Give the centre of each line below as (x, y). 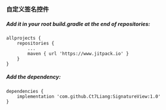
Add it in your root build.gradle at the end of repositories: (78, 24)
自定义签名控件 (28, 9)
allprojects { (24, 38)
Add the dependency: (34, 77)
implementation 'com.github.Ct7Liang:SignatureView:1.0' (89, 96)
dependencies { (25, 91)
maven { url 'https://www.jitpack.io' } (78, 54)
